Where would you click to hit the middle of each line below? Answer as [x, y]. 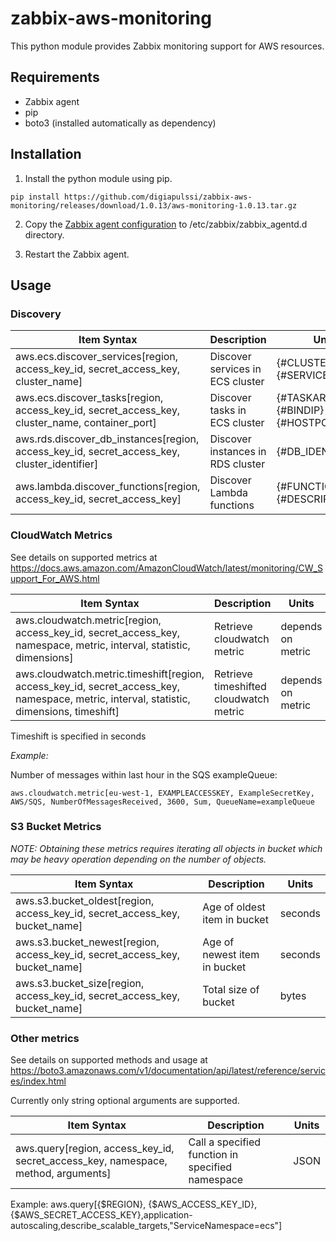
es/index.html [38, 1081]
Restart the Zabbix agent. [77, 254]
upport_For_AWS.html [55, 578]
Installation [46, 154]
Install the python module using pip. [98, 178]
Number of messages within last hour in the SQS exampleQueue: [144, 774]
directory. [44, 234]
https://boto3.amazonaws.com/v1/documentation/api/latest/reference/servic [168, 1071]
